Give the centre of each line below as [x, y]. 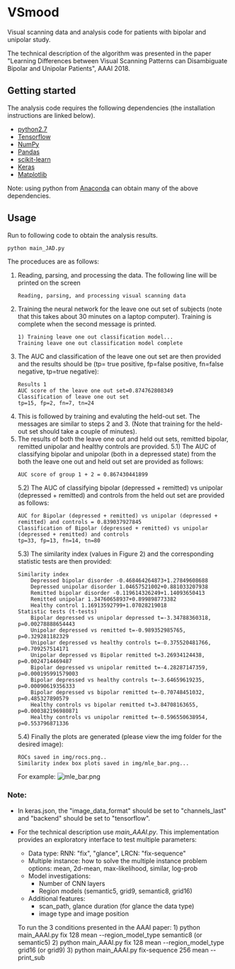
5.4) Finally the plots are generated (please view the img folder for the [120, 737]
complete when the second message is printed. [87, 324]
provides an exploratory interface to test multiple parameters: [107, 839]
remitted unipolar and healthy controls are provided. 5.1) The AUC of [117, 447]
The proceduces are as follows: [53, 262]
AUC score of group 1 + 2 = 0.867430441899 [83, 475]
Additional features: [57, 898]
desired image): [40, 744]
